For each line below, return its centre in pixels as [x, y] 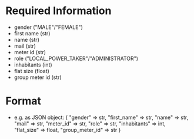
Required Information [58, 11]
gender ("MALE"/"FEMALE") [48, 27]
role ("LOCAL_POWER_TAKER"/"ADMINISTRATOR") [76, 58]
